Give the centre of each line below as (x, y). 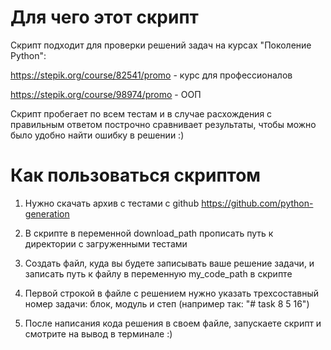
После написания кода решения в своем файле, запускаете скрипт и (173, 323)
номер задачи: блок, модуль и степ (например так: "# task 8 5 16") (167, 303)
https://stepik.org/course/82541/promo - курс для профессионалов (151, 75)
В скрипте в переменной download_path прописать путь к (149, 233)
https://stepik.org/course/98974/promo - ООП (106, 94)
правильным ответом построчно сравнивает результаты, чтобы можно (163, 124)
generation (47, 213)
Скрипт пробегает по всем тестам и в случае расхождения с (141, 113)
